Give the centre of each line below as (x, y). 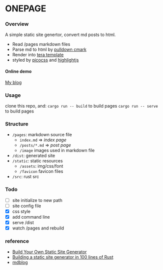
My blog (14, 82)
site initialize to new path (37, 200)
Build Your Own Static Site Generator (49, 252)
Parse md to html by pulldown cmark (49, 49)
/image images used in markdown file (57, 151)
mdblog (20, 263)
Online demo (18, 72)
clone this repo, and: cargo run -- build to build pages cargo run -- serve (81, 106)
